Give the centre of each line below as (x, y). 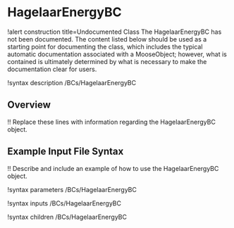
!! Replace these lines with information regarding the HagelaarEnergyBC (112, 122)
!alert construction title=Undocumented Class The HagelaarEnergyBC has (115, 32)
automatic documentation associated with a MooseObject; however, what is (117, 54)
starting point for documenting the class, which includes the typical (105, 46)
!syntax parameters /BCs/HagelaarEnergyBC (72, 189)
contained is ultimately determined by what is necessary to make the (107, 61)
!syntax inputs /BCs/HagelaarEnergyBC (64, 203)
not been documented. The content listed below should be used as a (107, 39)
